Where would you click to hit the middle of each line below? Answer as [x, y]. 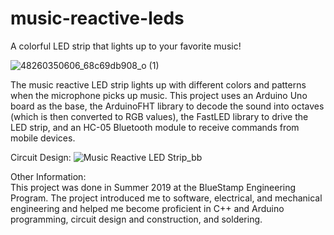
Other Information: [48, 176]
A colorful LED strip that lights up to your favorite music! [126, 46]
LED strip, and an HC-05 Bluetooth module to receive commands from [155, 127]
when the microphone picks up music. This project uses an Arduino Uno [159, 95]
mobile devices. [43, 138]
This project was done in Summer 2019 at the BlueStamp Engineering [153, 187]
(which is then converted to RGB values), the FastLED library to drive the [159, 116]
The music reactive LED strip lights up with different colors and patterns [158, 84]
